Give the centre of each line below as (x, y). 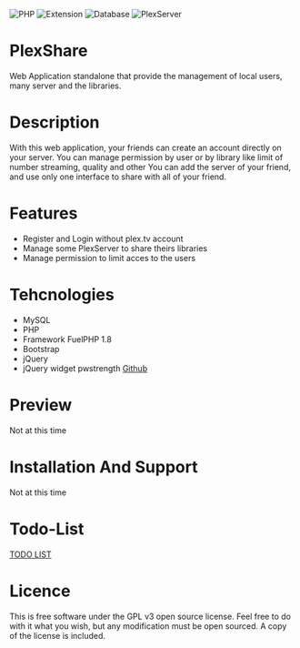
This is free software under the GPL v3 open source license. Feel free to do (150, 616)
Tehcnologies (62, 295)
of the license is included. (58, 635)
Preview (41, 405)
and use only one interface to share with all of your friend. (118, 177)
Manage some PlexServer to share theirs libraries (115, 248)
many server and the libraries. (65, 86)
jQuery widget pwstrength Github (85, 368)
